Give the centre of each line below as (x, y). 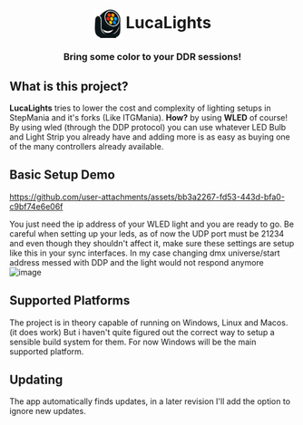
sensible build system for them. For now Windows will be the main (133, 342)
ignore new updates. (48, 411)
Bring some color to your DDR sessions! (152, 57)
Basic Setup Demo (62, 175)
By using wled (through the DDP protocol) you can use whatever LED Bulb (148, 127)
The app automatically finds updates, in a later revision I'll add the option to (150, 401)
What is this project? (69, 86)
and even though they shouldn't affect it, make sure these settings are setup (152, 243)
